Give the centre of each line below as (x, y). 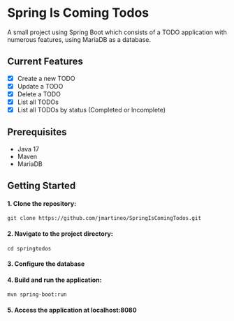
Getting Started (42, 186)
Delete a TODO (39, 94)
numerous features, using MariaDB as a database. (79, 39)
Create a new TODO (46, 78)
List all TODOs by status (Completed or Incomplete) (92, 110)
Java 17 (28, 149)
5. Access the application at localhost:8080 (72, 310)
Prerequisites (37, 132)
